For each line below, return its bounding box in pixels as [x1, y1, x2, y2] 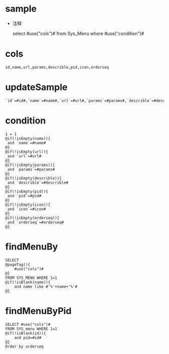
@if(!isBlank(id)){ [5, 331, 46, 336]
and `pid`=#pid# [7, 193, 42, 198]
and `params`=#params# [7, 167, 55, 172]
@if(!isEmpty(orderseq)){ [5, 215, 59, 220]
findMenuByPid [5, 305, 72, 317]
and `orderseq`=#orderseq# [7, 220, 64, 225]
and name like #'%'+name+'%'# [14, 284, 78, 289]
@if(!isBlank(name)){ [5, 279, 51, 285]
